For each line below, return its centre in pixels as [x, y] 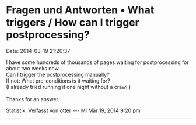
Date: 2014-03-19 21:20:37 [38, 51]
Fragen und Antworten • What [80, 10]
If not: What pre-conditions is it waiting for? [58, 81]
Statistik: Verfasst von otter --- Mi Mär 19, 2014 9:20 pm [73, 110]
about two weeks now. [33, 68]
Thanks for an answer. [33, 99]
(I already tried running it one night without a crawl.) [69, 87]
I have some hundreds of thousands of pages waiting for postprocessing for [97, 62]
